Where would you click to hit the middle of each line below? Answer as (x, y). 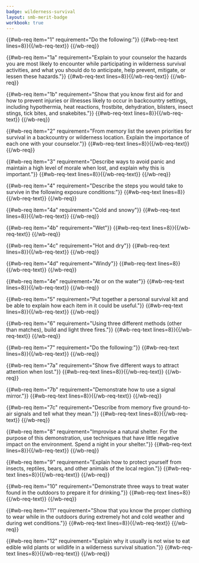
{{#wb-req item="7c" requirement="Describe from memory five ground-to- (98, 408)
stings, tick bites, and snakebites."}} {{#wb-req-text (70, 113)
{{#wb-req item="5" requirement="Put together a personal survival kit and (97, 299)
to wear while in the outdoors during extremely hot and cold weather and (95, 517)
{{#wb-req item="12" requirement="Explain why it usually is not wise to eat (98, 541)
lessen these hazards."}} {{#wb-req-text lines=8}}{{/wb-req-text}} (88, 76)
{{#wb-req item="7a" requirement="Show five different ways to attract (93, 365)
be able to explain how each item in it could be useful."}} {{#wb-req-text (94, 306)
